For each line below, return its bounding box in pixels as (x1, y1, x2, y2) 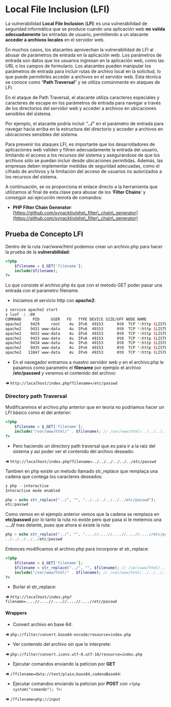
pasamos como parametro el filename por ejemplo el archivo (12, 364, 141, 371)
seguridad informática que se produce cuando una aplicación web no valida (5, 25, 165, 32)
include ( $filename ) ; (14, 268, 58, 273)
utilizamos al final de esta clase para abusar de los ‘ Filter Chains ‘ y (5, 189, 146, 195)
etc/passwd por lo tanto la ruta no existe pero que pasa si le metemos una (5, 516, 162, 523)
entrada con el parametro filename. (5, 287, 79, 294)
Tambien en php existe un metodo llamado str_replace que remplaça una (5, 468, 158, 474)
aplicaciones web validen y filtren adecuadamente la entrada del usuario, (5, 146, 159, 152)
